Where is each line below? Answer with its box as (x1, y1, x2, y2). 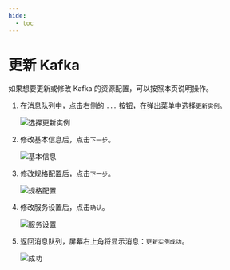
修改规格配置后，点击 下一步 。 (19, 169, 116, 178)
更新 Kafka (8, 56, 80, 74)
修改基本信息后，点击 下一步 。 (19, 135, 116, 145)
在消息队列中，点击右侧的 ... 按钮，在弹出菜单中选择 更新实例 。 (19, 101, 227, 110)
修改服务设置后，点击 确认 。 (19, 203, 109, 212)
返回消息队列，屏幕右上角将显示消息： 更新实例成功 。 (19, 236, 189, 246)
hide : (8, 11, 26, 20)
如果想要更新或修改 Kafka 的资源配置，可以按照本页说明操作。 (8, 84, 213, 93)
